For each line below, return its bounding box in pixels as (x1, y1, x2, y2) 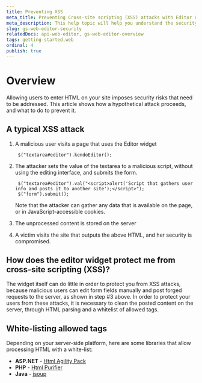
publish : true (6, 48, 42, 54)
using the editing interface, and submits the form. (14, 169, 138, 176)
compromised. (14, 237, 51, 244)
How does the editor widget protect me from (6, 255, 176, 265)
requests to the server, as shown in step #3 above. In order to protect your (6, 293, 191, 300)
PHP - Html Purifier (14, 364, 63, 371)
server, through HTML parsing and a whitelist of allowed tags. (6, 306, 159, 313)
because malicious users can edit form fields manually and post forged (6, 287, 182, 294)
